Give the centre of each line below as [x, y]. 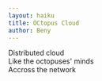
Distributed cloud [36, 53]
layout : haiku [32, 15]
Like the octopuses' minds [51, 61]
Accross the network [42, 70]
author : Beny [30, 30]
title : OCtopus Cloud [44, 23]
